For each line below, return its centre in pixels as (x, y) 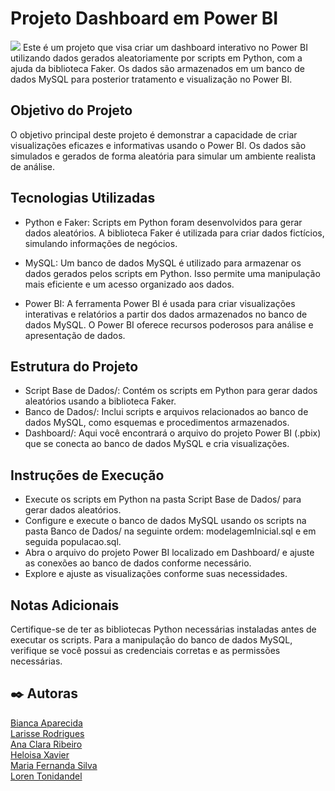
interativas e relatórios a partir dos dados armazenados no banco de (166, 314)
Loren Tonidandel (46, 776)
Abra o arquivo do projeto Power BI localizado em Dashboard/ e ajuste (169, 553)
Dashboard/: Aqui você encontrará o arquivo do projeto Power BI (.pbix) (173, 433)
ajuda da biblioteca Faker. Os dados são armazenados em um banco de (157, 68)
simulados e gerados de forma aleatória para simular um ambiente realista (163, 156)
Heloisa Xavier (40, 754)
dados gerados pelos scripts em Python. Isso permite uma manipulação (172, 273)
